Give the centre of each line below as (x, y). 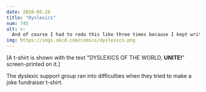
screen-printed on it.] (33, 64)
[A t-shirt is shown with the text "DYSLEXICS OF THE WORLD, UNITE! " (96, 58)
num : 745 (17, 23)
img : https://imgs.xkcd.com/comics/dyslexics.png (71, 40)
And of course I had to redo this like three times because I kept (100, 35)
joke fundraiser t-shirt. (35, 82)
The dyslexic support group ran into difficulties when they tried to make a (99, 76)
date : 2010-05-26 (29, 12)
